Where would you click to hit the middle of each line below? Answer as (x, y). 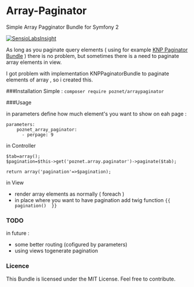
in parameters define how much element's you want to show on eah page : (96, 114)
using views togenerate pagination (56, 251)
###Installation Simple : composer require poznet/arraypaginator (85, 91)
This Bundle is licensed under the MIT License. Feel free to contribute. (91, 279)
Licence (18, 266)
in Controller (21, 145)
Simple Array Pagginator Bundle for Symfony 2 (62, 27)
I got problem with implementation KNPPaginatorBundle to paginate (88, 73)
